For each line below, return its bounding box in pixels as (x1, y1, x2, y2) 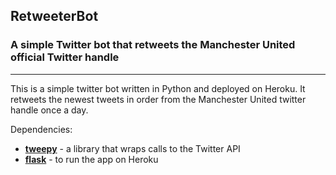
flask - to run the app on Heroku (24, 153, 159, 165)
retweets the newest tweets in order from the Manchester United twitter (10, 93, 307, 105)
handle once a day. (10, 104, 89, 116)
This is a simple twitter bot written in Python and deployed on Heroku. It (10, 82, 306, 94)
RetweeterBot (10, 8, 99, 25)
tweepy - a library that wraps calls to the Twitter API (24, 142, 241, 154)
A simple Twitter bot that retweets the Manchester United (10, 38, 296, 52)
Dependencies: (10, 123, 73, 135)
